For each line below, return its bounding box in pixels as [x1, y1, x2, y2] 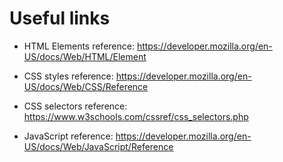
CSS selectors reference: [23, 100, 128, 112]
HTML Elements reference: [23, 40, 135, 52]
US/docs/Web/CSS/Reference [23, 80, 149, 92]
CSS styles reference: [23, 70, 114, 82]
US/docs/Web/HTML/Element [23, 50, 147, 62]
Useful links [9, 7, 111, 30]
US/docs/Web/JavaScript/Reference [23, 140, 174, 152]
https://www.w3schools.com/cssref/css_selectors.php [23, 110, 249, 122]
